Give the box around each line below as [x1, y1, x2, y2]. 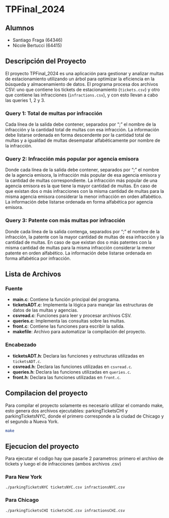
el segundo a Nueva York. [5, 418, 59, 425]
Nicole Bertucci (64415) [12, 42, 62, 48]
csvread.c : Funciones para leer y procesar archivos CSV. [12, 313, 132, 319]
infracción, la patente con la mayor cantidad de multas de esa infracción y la [5, 234, 164, 240]
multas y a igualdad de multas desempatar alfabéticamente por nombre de [5, 137, 160, 143]
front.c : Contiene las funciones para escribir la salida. [12, 323, 125, 329]
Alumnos [5, 24, 34, 32]
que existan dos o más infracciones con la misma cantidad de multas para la [5, 188, 164, 194]
